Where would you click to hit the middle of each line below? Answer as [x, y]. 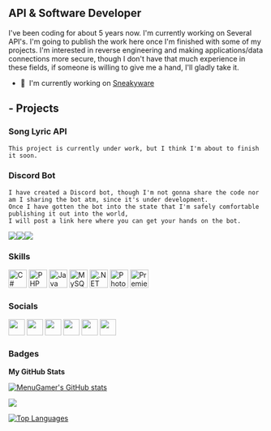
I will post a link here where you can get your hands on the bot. [125, 221]
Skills [19, 256]
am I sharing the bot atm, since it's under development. [108, 199]
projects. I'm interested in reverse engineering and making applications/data [136, 50]
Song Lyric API [38, 131]
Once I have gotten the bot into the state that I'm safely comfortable [134, 207]
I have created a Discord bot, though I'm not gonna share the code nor [134, 192]
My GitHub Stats [37, 371]
